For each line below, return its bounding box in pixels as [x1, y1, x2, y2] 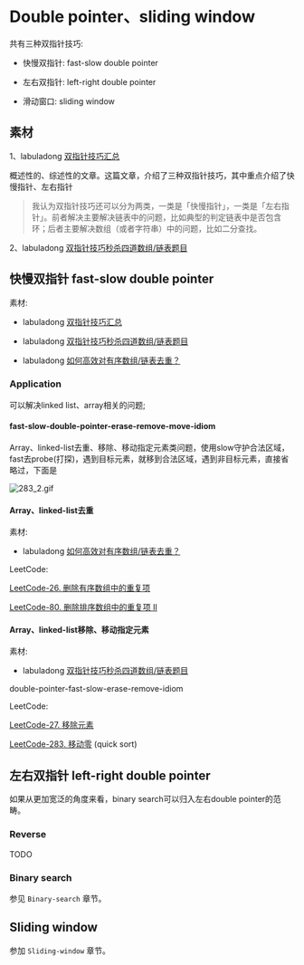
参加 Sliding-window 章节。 [9, 945, 111, 956]
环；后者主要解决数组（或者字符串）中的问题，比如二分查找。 [31, 223, 262, 234]
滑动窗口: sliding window [22, 95, 115, 107]
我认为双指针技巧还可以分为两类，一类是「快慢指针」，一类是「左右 [31, 200, 282, 211]
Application [9, 377, 62, 390]
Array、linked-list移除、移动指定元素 [9, 624, 149, 635]
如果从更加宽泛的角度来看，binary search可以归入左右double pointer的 [9, 794, 274, 805]
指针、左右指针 [16, 181, 73, 192]
